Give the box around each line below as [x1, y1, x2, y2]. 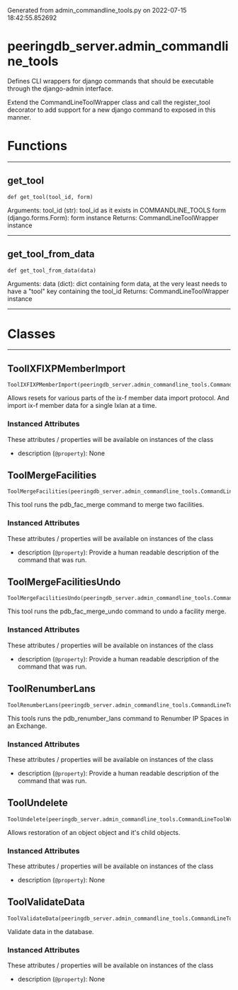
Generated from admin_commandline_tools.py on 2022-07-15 [7, 6, 187, 14]
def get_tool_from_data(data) [7, 267, 97, 274]
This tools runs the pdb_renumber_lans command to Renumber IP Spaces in [7, 714, 229, 722]
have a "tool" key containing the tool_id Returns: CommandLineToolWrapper [7, 287, 229, 295]
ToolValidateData [7, 896, 85, 909]
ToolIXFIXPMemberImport [7, 363, 126, 375]
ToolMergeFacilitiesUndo [7, 576, 121, 588]
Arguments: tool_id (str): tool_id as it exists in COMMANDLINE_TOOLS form [7, 205, 227, 215]
